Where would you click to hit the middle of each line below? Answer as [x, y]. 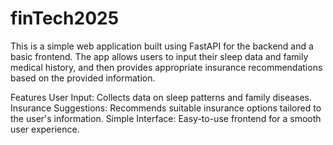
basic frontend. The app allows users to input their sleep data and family [159, 56]
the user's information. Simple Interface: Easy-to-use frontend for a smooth [166, 118]
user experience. [45, 129]
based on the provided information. [83, 78]
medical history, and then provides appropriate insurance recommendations [166, 67]
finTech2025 [65, 18]
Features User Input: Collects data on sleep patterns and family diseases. [161, 97]
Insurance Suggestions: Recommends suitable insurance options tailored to [166, 108]
